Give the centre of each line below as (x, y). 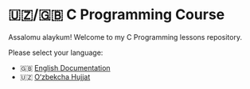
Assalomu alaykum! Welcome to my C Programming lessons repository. (125, 37)
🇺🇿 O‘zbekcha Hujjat (55, 76)
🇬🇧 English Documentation (65, 68)
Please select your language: (56, 52)
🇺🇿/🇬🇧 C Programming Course (117, 15)
